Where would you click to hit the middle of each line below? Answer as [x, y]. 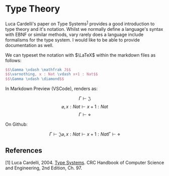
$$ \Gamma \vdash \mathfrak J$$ [38, 70]
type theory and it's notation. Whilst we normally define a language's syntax [84, 29]
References [24, 150]
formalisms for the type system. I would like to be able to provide [73, 40]
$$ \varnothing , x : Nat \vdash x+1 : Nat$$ [52, 74]
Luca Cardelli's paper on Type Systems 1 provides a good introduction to [80, 23]
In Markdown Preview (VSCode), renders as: [51, 89]
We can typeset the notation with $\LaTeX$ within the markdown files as [80, 55]
